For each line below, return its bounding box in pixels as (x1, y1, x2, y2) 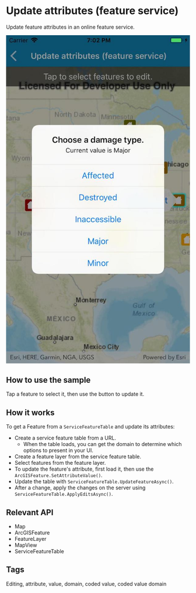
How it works (6, 407, 55, 417)
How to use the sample (6, 375, 91, 385)
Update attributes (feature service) (6, 4, 179, 18)
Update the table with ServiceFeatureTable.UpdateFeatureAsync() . (14, 478, 174, 485)
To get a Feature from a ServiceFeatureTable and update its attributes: (6, 423, 175, 430)
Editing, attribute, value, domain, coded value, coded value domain (6, 580, 167, 587)
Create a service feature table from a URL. (14, 434, 117, 441)
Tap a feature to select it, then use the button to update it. (6, 390, 145, 397)
